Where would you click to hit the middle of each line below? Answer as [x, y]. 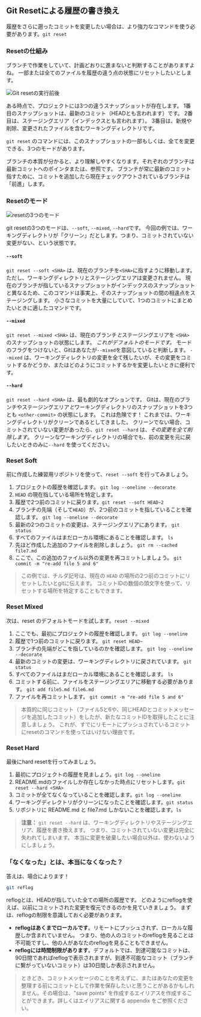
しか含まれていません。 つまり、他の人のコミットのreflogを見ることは [107, 935]
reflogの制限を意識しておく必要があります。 [71, 915]
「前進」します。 [27, 184]
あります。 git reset [42, 34]
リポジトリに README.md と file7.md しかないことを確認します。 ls [98, 810]
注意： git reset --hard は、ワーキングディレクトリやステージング [104, 822]
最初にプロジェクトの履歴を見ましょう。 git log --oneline [88, 774]
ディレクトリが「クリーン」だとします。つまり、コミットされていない [108, 236]
